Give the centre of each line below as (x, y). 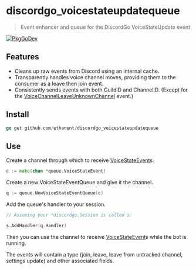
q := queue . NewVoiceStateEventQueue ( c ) (55, 193)
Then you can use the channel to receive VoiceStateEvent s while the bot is (96, 237)
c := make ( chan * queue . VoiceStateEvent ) (56, 171)
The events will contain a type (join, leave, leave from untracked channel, (94, 254)
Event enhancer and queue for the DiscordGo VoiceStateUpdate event (105, 27)
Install (18, 115)
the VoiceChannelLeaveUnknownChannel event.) (74, 96)
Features (23, 57)
